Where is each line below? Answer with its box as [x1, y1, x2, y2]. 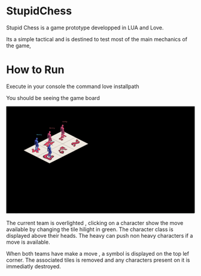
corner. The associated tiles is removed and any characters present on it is [6, 256, 190, 263]
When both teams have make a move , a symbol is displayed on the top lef [6, 250, 190, 257]
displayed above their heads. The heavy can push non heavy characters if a [6, 232, 193, 239]
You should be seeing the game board [6, 94, 100, 101]
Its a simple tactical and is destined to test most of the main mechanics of [6, 35, 188, 43]
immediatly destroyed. [6, 262, 61, 270]
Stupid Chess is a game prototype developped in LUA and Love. [6, 24, 164, 31]
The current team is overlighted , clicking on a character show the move [6, 219, 184, 226]
